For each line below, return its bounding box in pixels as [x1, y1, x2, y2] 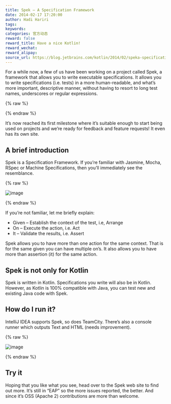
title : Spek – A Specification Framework [5, 7, 95, 13]
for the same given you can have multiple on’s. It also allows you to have [5, 246, 157, 252]
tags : [5, 21, 17, 27]
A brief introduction [5, 146, 69, 155]
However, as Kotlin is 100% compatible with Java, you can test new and [5, 285, 155, 291]
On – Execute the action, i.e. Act [12, 225, 80, 231]
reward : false [5, 36, 36, 41]
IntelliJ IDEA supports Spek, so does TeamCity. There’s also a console [5, 318, 152, 324]
